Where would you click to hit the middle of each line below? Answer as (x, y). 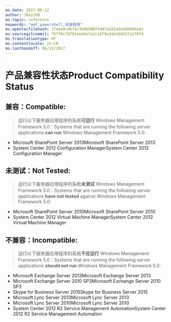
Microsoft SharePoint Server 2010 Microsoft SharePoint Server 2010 (84, 212)
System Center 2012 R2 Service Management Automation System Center (89, 309)
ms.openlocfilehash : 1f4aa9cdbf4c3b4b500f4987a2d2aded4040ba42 (74, 29)
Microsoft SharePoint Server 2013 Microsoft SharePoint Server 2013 (84, 142)
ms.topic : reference (27, 20)
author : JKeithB (23, 15)
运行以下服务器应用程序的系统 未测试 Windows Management (81, 184)
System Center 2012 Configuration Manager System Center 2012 (81, 148)
